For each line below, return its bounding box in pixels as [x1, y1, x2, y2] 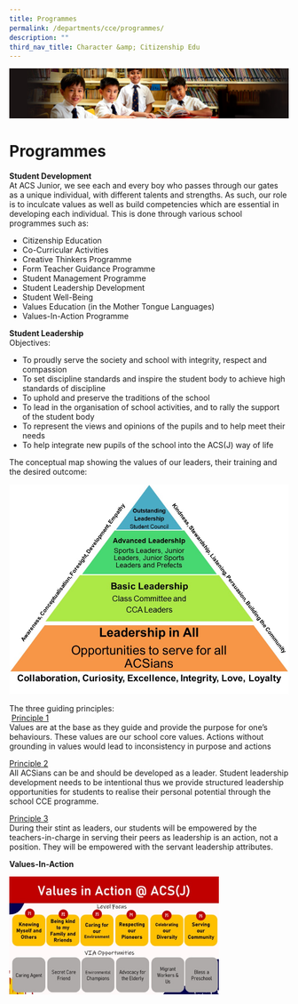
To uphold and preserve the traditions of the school [21, 392, 210, 403]
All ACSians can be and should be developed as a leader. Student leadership [9, 767, 289, 778]
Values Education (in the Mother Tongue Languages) [21, 301, 216, 311]
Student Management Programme [21, 272, 146, 284]
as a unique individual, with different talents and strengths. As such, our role [9, 189, 287, 200]
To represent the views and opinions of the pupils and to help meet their [21, 421, 286, 431]
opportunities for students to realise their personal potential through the [9, 786, 271, 797]
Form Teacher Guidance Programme [21, 263, 156, 274]
